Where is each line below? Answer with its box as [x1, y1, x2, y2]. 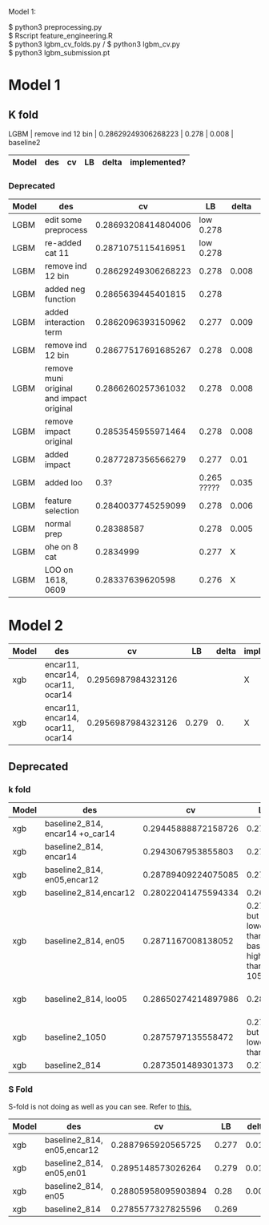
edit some [44, 214, 82, 225]
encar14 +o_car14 [44, 828, 116, 839]
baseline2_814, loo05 [44, 993, 128, 1004]
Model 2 [8, 617, 64, 635]
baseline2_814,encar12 [44, 886, 135, 898]
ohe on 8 [44, 542, 78, 553]
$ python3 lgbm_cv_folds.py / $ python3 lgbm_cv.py [8, 39, 180, 49]
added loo [44, 477, 82, 489]
